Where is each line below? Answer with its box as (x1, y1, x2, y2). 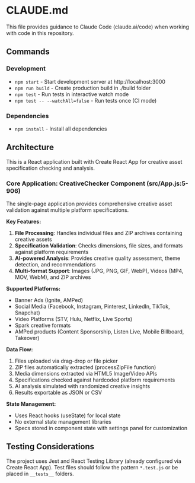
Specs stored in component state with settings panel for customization (14, 425, 188, 432)
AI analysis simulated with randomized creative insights (14, 383, 151, 390)
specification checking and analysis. (6, 164, 95, 171)
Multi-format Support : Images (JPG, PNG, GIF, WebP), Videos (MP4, (14, 268, 184, 275)
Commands (6, 47, 50, 57)
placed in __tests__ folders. (6, 470, 74, 477)
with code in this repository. (6, 29, 74, 36)
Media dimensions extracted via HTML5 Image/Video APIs (14, 370, 158, 377)
